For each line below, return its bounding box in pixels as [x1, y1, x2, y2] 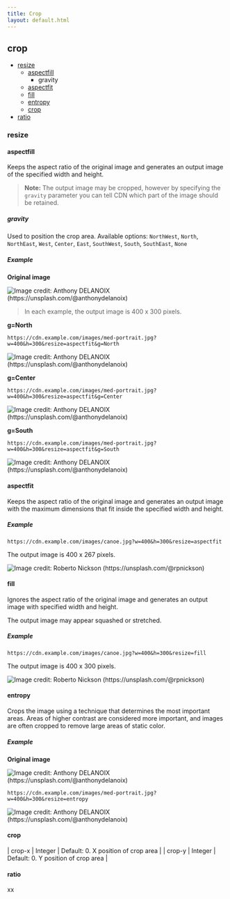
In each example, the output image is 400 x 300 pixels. [24, 307, 182, 316]
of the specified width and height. [7, 170, 104, 178]
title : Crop [7, 10, 42, 17]
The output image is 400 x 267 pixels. [7, 550, 116, 558]
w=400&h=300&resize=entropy [7, 795, 89, 802]
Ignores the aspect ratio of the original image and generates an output [7, 595, 208, 604]
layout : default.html [7, 17, 70, 24]
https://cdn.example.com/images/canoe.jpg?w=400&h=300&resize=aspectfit [7, 538, 222, 545]
